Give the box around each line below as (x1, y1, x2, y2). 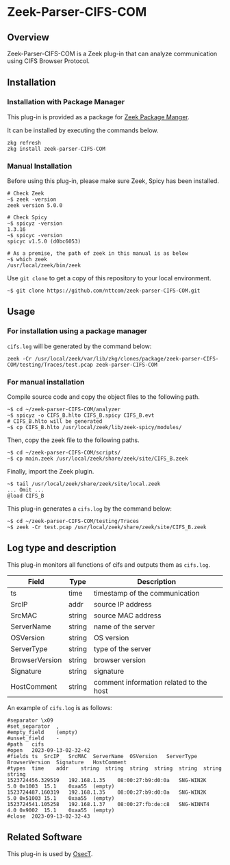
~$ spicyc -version (7, 232, 63, 239)
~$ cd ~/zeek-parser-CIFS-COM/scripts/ (7, 449, 121, 456)
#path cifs (7, 741, 44, 748)
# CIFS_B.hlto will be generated (7, 417, 103, 425)
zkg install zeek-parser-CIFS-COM (7, 145, 106, 152)
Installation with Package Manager (7, 97, 125, 107)
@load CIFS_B (7, 492, 44, 499)
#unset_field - (7, 735, 60, 742)
